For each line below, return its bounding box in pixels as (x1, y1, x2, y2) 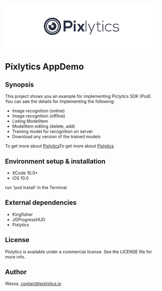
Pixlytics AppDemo (5, 61, 84, 72)
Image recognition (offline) (12, 113, 65, 119)
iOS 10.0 (12, 175, 29, 181)
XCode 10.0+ (12, 170, 38, 176)
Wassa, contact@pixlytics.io (5, 281, 62, 287)
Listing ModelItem (12, 118, 49, 124)
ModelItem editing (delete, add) (12, 123, 75, 129)
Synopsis (5, 81, 34, 89)
